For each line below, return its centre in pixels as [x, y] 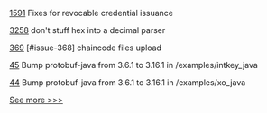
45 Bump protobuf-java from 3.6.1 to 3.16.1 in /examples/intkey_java [134, 65]
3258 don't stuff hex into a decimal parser [87, 30]
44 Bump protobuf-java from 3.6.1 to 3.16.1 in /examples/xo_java [128, 83]
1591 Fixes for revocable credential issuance [92, 13]
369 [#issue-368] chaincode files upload [86, 48]
